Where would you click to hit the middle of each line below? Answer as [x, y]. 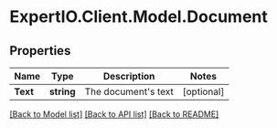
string [62, 91]
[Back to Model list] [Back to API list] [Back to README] [114, 114]
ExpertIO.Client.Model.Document [138, 17]
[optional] [203, 91]
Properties [40, 51]
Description [129, 76]
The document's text [129, 91]
